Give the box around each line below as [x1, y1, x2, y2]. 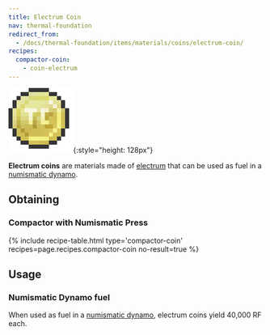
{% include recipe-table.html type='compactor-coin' [8, 235, 184, 245]
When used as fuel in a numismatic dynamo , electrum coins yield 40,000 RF [8, 310, 262, 320]
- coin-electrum [23, 65, 78, 73]
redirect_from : [8, 30, 60, 38]
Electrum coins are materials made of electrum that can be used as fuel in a [8, 160, 263, 170]
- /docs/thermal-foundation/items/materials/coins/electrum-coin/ [15, 39, 244, 47]
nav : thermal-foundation [8, 21, 92, 30]
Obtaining [8, 193, 60, 206]
